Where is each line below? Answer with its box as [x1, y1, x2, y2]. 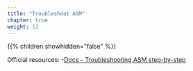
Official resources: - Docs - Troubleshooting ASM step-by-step [7, 56, 186, 64]
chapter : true [7, 17, 49, 24]
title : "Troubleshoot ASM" [7, 10, 85, 17]
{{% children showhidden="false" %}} [7, 42, 117, 51]
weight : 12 [7, 23, 39, 30]
